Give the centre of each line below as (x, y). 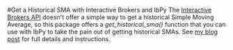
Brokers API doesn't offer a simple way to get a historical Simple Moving (111, 17)
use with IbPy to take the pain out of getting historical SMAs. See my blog (112, 32)
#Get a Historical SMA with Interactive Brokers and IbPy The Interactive (110, 10)
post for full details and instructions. (59, 39)
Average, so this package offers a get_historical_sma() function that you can (116, 24)
